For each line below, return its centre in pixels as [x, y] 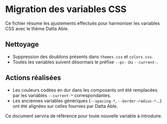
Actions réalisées [33, 78]
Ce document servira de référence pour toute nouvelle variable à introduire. [84, 116]
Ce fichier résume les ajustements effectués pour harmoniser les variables [82, 23]
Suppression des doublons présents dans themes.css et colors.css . [83, 56]
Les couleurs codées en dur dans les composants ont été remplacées [85, 90]
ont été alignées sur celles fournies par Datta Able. [65, 106]
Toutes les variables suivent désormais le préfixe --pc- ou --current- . [85, 62]
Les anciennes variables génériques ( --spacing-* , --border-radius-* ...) [87, 101]
